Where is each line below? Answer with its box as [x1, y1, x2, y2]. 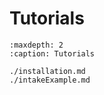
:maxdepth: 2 [9, 40, 64, 50]
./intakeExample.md [9, 75, 91, 85]
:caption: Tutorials [9, 48, 96, 59]
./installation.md [9, 66, 86, 76]
